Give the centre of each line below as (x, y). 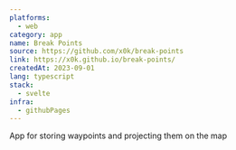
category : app (36, 34)
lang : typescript (42, 77)
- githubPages (44, 110)
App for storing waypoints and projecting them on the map (118, 136)
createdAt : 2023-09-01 (52, 69)
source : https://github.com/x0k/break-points (96, 52)
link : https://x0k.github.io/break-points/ (93, 60)
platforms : (30, 18)
